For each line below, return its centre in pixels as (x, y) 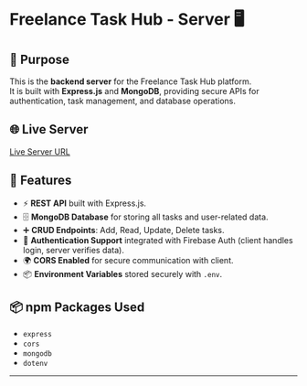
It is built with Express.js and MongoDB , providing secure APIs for (134, 91)
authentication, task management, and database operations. (122, 101)
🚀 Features (41, 181)
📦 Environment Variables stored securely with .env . (122, 273)
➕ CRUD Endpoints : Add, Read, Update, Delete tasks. (124, 230)
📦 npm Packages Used (77, 308)
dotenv (35, 364)
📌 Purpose (40, 59)
